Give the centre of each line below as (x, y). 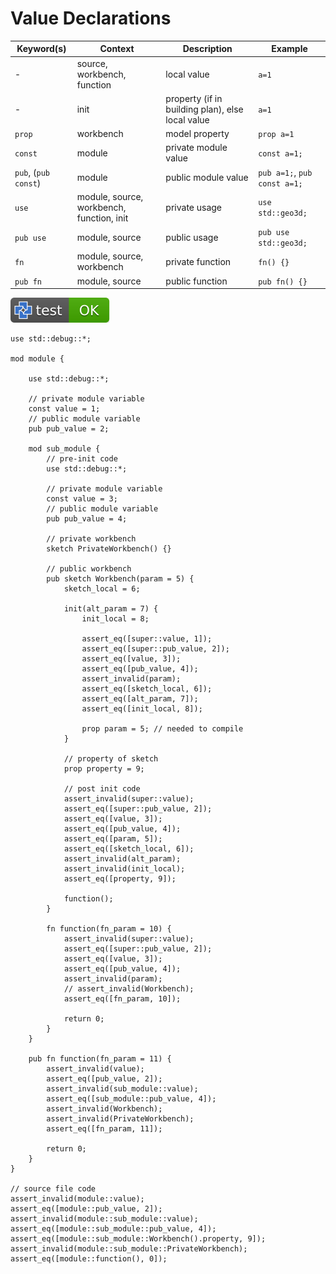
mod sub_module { (64, 449)
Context (117, 49)
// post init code (102, 789)
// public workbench (89, 569)
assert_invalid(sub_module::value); (122, 1089)
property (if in (194, 98)
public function (196, 281)
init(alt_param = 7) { (111, 609)
